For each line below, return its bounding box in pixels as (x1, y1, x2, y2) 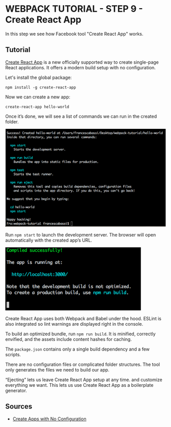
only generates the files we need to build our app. (5, 366, 109, 372)
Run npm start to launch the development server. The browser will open (5, 231, 156, 237)
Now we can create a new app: (5, 94, 70, 100)
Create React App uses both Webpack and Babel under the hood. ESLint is (5, 315, 162, 322)
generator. (5, 387, 27, 393)
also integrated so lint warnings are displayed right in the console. (5, 321, 144, 327)
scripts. (5, 351, 21, 357)
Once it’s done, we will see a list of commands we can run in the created (5, 113, 157, 119)
